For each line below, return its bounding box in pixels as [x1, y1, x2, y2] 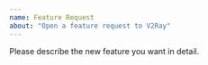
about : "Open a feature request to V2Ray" [9, 21, 171, 30]
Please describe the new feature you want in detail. [9, 45, 200, 56]
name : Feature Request [9, 12, 95, 22]
